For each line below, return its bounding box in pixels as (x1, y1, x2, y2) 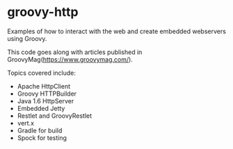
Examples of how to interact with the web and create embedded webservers (7, 27, 226, 35)
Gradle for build (17, 126, 63, 134)
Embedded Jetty (17, 104, 65, 112)
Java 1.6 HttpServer (17, 96, 74, 105)
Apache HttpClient (17, 82, 71, 90)
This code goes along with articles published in (7, 48, 143, 56)
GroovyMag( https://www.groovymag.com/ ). (7, 55, 134, 63)
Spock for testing (17, 133, 67, 142)
